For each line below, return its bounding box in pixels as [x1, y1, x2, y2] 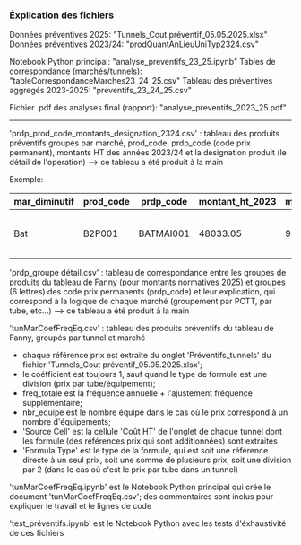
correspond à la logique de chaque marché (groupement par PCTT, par [9, 296, 272, 307]
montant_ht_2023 [198, 196, 277, 208]
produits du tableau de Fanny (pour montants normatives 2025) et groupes [9, 277, 286, 287]
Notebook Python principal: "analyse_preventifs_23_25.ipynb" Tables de [9, 57, 276, 67]
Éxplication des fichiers [9, 9, 115, 22]
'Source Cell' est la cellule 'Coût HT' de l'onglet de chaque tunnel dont [21, 426, 283, 437]
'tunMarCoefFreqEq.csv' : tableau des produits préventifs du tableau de [9, 323, 275, 334]
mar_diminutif [13, 196, 74, 208]
